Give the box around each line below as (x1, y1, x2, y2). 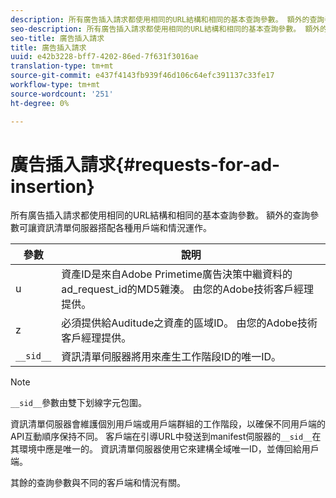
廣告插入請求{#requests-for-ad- (10, 153, 281, 176)
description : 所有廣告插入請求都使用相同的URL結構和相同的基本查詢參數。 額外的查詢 (10, 14, 325, 25)
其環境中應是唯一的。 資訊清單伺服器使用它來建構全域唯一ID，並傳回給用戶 (10, 443, 320, 455)
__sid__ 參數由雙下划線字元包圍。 (10, 397, 148, 409)
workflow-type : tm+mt (10, 80, 101, 90)
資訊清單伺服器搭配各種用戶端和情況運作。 (36, 222, 212, 234)
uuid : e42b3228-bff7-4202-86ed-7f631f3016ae (10, 52, 199, 62)
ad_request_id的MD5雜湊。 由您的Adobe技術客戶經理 (61, 282, 315, 296)
